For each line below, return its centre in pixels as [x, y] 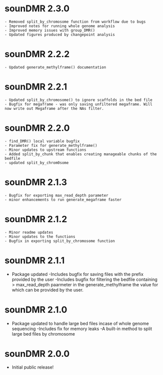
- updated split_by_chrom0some [37, 163]
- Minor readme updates [29, 232]
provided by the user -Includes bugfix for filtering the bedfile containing [85, 279]
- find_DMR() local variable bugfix [42, 141]
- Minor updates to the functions [40, 237]
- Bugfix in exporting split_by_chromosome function [60, 241]
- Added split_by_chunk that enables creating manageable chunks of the [81, 154]
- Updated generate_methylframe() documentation [55, 67]
